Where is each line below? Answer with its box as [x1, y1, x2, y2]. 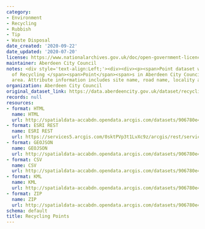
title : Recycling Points [6, 213, 70, 220]
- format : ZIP [6, 191, 43, 197]
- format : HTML [6, 105, 45, 112]
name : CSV [12, 162, 37, 169]
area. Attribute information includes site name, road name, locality [12, 77, 195, 83]
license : [6, 54, 29, 60]
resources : [6, 100, 34, 106]
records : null [6, 94, 43, 100]
